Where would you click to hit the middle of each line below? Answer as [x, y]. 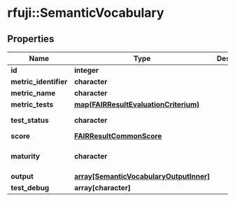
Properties [31, 39]
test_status [30, 120]
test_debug [30, 188]
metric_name [33, 93]
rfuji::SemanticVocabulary [86, 13]
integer [87, 70]
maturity [26, 156]
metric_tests [32, 105]
